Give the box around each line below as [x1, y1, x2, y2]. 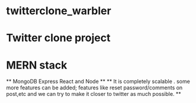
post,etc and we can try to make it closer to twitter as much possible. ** [6, 91, 182, 98]
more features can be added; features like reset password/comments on [6, 84, 183, 91]
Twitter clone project [6, 31, 111, 45]
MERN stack [6, 58, 68, 72]
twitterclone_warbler [6, 4, 111, 18]
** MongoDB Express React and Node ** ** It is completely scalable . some [6, 78, 191, 85]
